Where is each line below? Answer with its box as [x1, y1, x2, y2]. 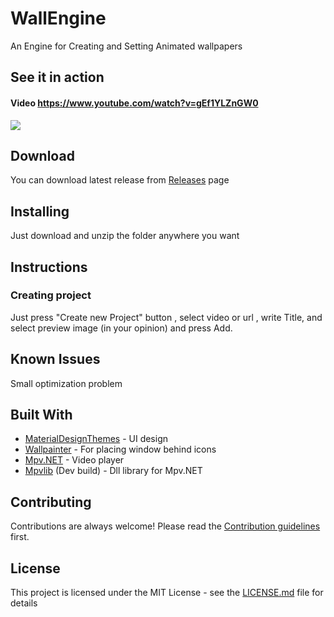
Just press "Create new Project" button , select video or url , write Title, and [10, 311, 323, 323]
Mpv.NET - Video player [24, 454, 125, 466]
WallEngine [10, 7, 107, 30]
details [10, 597, 38, 609]
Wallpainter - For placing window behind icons [24, 443, 217, 456]
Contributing [10, 493, 92, 511]
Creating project [10, 288, 92, 302]
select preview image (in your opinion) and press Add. [10, 322, 233, 334]
